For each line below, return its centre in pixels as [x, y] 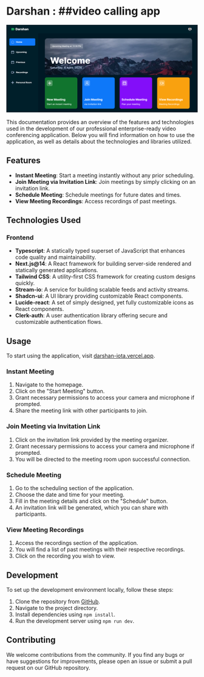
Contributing [31, 640]
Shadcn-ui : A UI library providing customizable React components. [99, 296]
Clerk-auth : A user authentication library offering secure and [91, 315]
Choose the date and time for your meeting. [70, 494]
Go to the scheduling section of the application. [74, 488]
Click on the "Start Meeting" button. [60, 391]
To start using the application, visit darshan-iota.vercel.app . [81, 356]
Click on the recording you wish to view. [65, 556]
